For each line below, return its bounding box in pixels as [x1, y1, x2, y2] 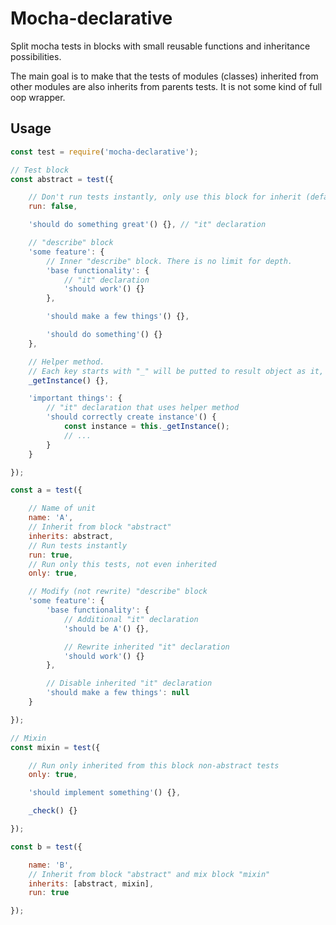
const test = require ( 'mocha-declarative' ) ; [10, 147, 199, 157]
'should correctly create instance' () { [46, 412, 217, 422]
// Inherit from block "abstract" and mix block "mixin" [28, 869, 271, 879]
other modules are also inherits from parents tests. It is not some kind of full [10, 80, 323, 92]
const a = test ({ [10, 485, 83, 496]
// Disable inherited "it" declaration [46, 678, 213, 689]
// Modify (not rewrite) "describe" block [28, 587, 208, 597]
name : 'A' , [28, 513, 74, 523]
